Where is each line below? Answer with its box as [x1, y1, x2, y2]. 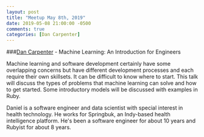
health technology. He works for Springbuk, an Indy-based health [6, 111, 171, 118]
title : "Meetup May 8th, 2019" [6, 15, 86, 21]
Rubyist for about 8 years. [6, 124, 71, 131]
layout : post [6, 9, 40, 15]
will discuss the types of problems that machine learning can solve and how [6, 80, 197, 87]
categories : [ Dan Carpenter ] [6, 32, 80, 38]
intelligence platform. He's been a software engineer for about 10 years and [6, 117, 196, 125]
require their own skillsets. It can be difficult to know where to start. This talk [6, 73, 199, 80]
